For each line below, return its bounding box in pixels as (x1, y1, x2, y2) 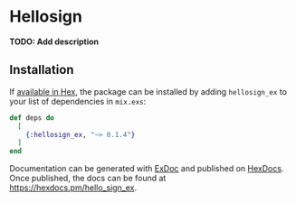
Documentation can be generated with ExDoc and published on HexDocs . (9, 163, 284, 174)
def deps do (9, 113, 54, 123)
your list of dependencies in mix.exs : (9, 96, 147, 106)
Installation (9, 62, 74, 78)
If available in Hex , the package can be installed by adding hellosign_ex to (9, 86, 288, 96)
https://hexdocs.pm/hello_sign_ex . (9, 182, 138, 193)
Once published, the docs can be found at (9, 173, 167, 184)
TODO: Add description (9, 36, 100, 47)
